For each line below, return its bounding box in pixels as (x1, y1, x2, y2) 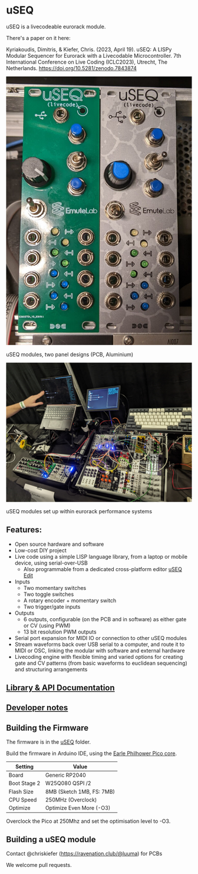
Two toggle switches (23, 591, 74, 598)
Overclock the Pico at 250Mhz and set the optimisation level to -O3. (6, 817, 171, 824)
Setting (15, 763, 34, 770)
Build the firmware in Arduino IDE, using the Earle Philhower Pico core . (6, 750, 177, 757)
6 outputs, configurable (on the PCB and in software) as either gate (23, 615, 187, 622)
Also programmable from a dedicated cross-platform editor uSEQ (23, 565, 183, 572)
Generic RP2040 (45, 771, 87, 779)
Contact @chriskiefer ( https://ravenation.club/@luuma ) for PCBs (6, 850, 163, 857)
